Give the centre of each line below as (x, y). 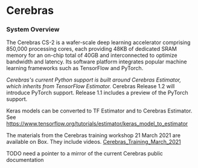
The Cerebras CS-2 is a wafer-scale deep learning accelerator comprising (98, 42)
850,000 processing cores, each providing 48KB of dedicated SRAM (91, 49)
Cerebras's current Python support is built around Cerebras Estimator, (94, 80)
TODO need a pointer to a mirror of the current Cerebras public (85, 153)
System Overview (33, 30)
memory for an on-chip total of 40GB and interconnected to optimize (92, 56)
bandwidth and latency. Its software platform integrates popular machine (97, 62)
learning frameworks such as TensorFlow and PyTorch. (75, 68)
